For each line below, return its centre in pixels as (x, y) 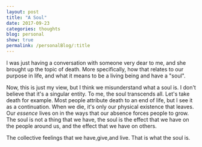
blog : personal (25, 34)
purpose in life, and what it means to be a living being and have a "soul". (96, 76)
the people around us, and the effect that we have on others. (81, 126)
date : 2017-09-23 (28, 23)
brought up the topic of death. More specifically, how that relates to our (95, 69)
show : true (20, 40)
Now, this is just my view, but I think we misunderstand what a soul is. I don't (101, 87)
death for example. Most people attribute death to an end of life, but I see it (99, 100)
